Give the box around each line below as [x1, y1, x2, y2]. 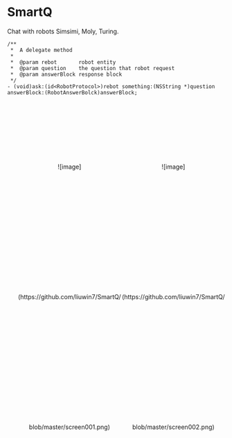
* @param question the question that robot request [10, 65, 175, 71]
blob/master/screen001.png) [28, 423, 111, 431]
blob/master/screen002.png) [132, 423, 215, 431]
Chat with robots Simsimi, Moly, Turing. [7, 27, 119, 35]
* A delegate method [10, 47, 73, 53]
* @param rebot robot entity [10, 58, 116, 66]
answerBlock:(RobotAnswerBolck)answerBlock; [7, 89, 138, 96]
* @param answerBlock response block [10, 71, 123, 78]
